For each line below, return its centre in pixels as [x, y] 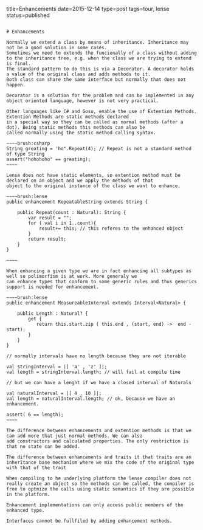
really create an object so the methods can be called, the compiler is [100, 484]
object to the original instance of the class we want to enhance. [94, 186]
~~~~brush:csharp [28, 143]
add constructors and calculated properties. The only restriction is [98, 441]
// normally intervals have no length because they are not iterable [96, 356]
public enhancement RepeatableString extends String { [77, 202]
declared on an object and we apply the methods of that [80, 181]
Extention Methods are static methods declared [68, 117]
